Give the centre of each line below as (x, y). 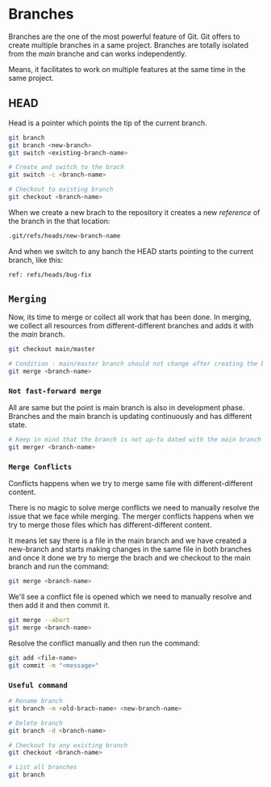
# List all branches (43, 768)
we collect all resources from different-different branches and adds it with (131, 326)
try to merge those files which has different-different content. (110, 525)
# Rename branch (35, 701)
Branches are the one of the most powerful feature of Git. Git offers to (124, 36)
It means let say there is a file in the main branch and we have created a (128, 541)
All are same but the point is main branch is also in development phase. (127, 408)
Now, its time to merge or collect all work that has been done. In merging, (130, 317)
